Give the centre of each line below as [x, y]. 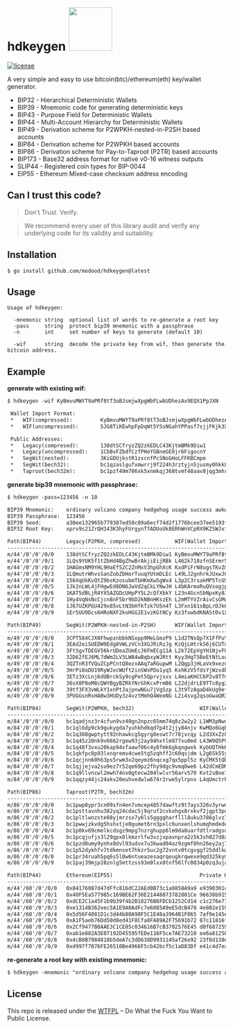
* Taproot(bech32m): [43, 472]
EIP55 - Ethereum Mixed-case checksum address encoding [102, 173]
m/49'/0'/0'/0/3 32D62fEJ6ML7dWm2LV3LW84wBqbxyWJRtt [89, 658]
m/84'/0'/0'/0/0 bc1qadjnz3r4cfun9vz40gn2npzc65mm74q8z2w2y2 [102, 721]
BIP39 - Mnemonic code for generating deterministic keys [100, 107]
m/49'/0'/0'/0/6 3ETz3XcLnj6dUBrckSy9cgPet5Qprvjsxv [89, 676]
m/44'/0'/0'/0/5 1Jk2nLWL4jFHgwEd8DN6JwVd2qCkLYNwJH [89, 587]
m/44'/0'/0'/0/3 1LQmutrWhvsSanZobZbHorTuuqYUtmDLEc [89, 574]
